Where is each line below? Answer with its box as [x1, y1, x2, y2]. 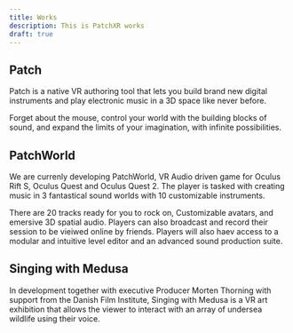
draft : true [9, 29, 53, 38]
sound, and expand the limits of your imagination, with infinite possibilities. [9, 122, 282, 133]
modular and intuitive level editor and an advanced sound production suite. [9, 236, 283, 246]
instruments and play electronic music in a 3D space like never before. [9, 95, 266, 107]
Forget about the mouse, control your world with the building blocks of [9, 113, 267, 123]
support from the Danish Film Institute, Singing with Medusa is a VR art [9, 294, 268, 305]
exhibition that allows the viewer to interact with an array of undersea [9, 304, 263, 314]
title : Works [9, 12, 58, 22]
